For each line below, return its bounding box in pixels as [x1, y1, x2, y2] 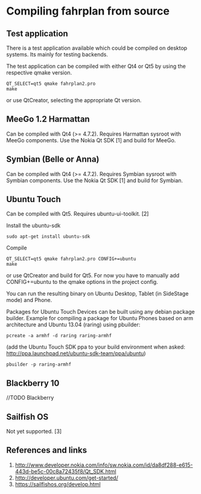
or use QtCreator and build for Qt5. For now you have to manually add [6, 272, 180, 279]
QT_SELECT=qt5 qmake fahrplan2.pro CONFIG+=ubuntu [6, 256, 136, 262]
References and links [6, 445, 88, 455]
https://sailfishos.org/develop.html [14, 480, 101, 488]
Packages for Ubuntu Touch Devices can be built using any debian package [6, 308, 195, 315]
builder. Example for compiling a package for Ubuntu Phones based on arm [6, 315, 194, 322]
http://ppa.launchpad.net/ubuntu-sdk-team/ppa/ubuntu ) [6, 350, 146, 357]
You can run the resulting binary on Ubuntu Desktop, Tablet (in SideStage [6, 290, 189, 297]
